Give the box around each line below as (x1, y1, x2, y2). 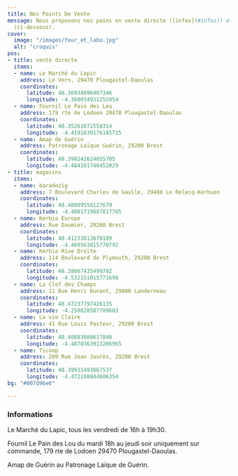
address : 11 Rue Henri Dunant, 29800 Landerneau (20, 287, 166, 294)
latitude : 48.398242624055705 (25, 155, 115, 163)
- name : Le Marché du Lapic (13, 70, 97, 77)
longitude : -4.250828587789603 (25, 307, 119, 314)
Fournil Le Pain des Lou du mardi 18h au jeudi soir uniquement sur (7, 439, 200, 448)
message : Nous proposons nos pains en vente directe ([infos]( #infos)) (7, 17, 223, 24)
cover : (7, 30, 27, 38)
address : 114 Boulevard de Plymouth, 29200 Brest (20, 255, 170, 262)
